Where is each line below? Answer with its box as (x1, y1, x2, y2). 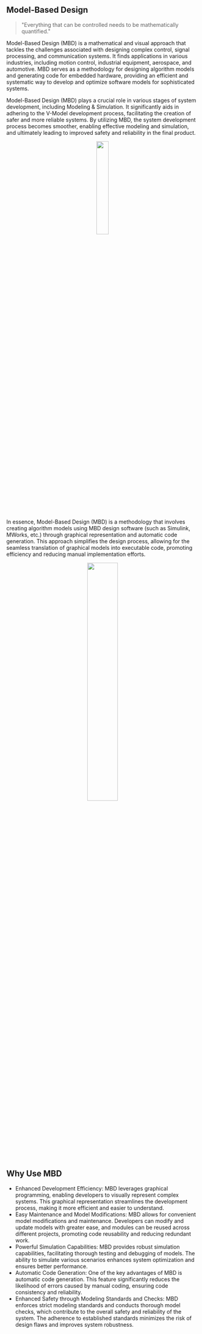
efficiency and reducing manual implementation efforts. (6, 550, 146, 558)
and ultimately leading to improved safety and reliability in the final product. (6, 129, 197, 136)
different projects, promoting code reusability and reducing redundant (15, 1230, 191, 1238)
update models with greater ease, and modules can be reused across (15, 1224, 190, 1231)
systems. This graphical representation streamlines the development (15, 1197, 188, 1205)
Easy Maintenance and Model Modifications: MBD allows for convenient (15, 1211, 197, 1218)
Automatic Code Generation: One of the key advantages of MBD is (15, 1269, 182, 1276)
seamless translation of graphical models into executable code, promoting (6, 544, 193, 551)
